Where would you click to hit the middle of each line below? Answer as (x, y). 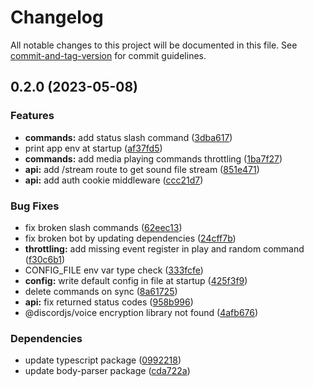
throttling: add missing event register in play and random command (164, 248)
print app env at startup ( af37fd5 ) (93, 148)
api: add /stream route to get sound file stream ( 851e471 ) (142, 169)
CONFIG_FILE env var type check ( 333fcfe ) (114, 270)
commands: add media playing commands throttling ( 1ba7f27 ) (153, 158)
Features (32, 116)
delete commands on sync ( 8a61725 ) (101, 291)
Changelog (57, 17)
